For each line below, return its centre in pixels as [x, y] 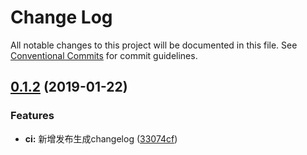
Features [32, 116]
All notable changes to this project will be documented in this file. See [154, 45]
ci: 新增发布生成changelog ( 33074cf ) [101, 138]
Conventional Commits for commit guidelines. [104, 55]
